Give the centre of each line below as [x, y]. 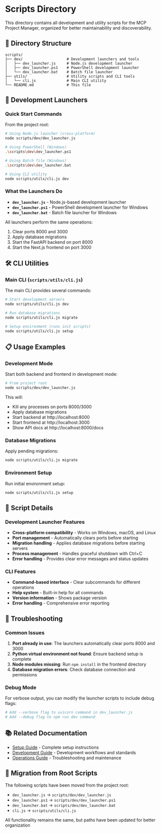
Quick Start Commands [34, 114]
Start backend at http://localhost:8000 [51, 417]
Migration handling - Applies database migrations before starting [79, 543]
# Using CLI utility [26, 174]
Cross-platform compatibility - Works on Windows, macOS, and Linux [84, 533]
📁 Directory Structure [39, 44]
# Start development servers [35, 300]
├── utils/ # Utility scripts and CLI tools [70, 76]
